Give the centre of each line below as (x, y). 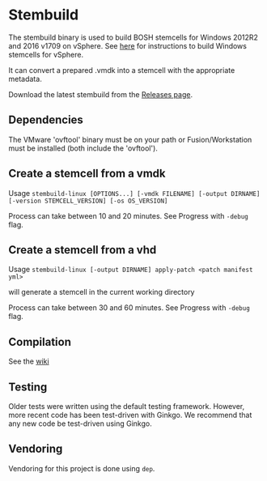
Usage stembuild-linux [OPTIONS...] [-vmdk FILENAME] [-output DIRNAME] (134, 193)
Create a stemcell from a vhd (83, 250)
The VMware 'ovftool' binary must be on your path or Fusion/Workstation (130, 139)
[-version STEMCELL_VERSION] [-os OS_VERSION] (88, 201)
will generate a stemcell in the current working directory (102, 292)
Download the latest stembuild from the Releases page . (100, 94)
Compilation (40, 342)
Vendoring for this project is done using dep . (82, 468)
